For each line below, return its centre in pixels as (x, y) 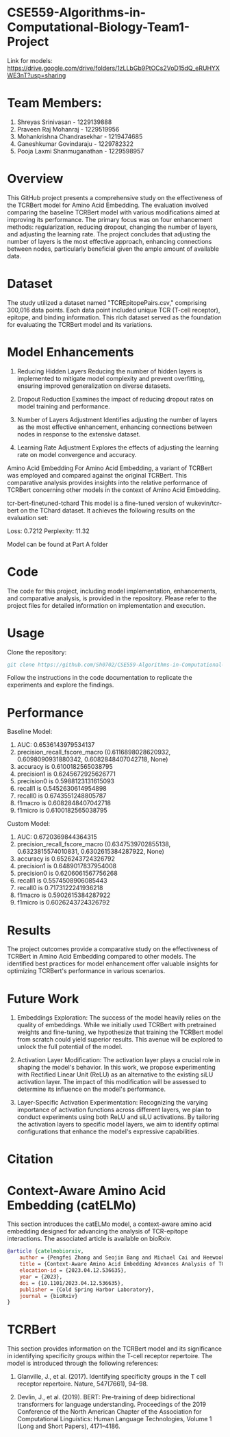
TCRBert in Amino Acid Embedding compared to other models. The (102, 957)
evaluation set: (28, 517)
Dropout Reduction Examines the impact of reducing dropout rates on (115, 399)
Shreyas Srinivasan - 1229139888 (64, 122)
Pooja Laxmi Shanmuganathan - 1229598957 (80, 151)
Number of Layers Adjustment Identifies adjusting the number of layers (117, 419)
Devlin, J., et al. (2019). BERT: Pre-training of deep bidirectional (106, 1397)
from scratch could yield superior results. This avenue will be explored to (120, 1040)
